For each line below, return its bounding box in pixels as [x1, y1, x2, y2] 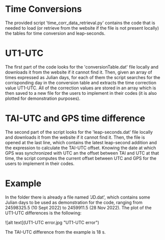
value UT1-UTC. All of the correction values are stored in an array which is [5, 85, 157, 91]
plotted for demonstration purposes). [5, 95, 81, 101]
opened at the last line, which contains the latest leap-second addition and [5, 139, 157, 145]
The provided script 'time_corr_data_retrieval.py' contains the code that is [5, 20, 156, 26]
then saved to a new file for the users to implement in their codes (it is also [5, 90, 157, 96]
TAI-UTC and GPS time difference [5, 113, 145, 124]
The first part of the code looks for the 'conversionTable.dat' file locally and [5, 64, 159, 70]
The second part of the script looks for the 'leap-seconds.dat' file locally [5, 129, 153, 135]
